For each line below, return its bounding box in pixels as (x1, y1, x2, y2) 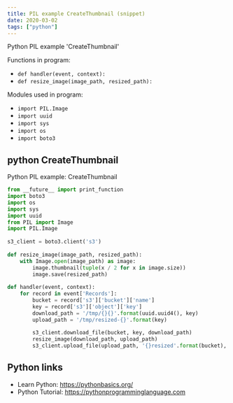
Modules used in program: (7, 90, 83, 99)
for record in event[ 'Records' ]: (20, 290, 118, 297)
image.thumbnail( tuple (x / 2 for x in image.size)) (32, 264, 187, 271)
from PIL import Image (7, 218, 73, 226)
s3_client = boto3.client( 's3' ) (7, 239, 101, 246)
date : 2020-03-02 (7, 17, 58, 24)
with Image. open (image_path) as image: (20, 257, 136, 264)
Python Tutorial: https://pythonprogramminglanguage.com (17, 388, 186, 396)
